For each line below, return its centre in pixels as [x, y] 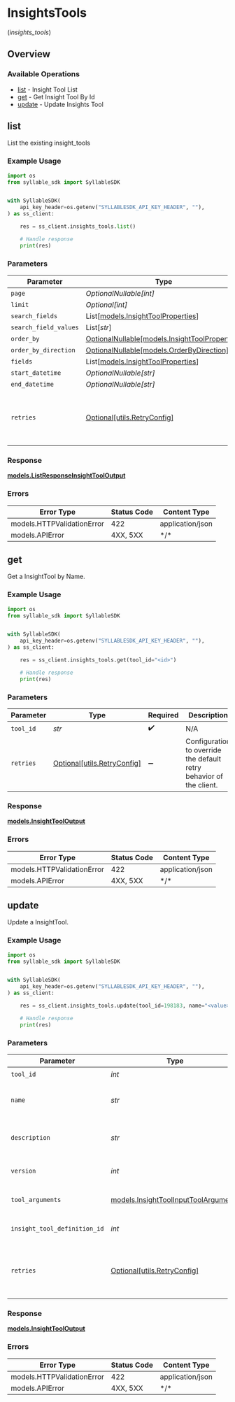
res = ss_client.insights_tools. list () [78, 227]
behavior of [204, 776]
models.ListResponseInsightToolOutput [66, 475]
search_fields [34, 316]
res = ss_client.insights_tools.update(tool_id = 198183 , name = [112, 1006]
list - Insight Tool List [48, 90]
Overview [29, 54]
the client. [201, 785]
